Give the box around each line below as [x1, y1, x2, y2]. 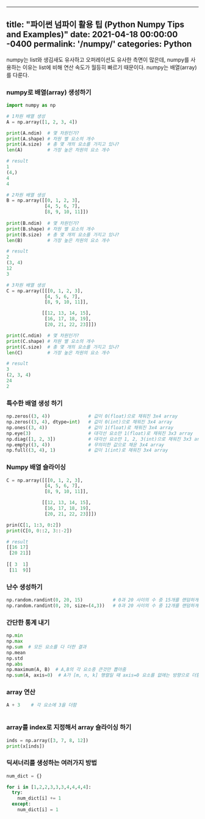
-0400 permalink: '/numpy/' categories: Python [6, 39, 192, 50]
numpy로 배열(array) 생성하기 [6, 88, 92, 97]
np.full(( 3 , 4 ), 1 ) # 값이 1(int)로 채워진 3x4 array [6, 447, 168, 454]
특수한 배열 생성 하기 [6, 398, 63, 407]
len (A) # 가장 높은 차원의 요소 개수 [6, 147, 110, 153]
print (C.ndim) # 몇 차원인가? [6, 332, 79, 339]
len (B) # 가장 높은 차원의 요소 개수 [6, 237, 110, 243]
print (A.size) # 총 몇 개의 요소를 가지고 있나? [6, 141, 120, 147]
